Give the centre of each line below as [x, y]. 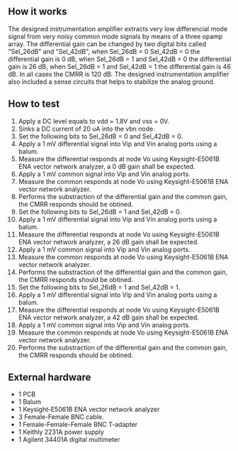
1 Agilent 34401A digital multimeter [69, 440]
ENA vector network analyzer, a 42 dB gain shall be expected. [108, 317]
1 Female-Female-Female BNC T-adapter [78, 425]
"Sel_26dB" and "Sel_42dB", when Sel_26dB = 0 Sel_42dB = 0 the [104, 51]
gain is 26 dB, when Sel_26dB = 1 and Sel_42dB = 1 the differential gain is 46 [119, 66]
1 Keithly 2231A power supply [61, 432]
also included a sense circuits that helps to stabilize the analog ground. [112, 82]
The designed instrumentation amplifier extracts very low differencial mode [118, 28]
